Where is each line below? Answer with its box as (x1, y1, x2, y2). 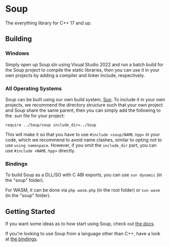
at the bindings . (5, 236, 38, 242)
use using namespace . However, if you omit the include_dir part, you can (5, 142, 157, 148)
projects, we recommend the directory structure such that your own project (5, 102, 163, 108)
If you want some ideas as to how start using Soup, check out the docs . (5, 221, 155, 227)
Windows (5, 50, 29, 57)
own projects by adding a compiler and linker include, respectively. (5, 72, 145, 78)
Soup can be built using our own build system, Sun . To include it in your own (5, 96, 165, 102)
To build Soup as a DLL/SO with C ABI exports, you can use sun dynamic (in (5, 172, 162, 178)
